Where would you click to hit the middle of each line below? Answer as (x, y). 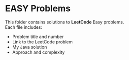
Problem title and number (38, 37)
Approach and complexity (38, 52)
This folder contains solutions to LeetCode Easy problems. (64, 22)
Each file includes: (24, 27)
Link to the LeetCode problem (42, 41)
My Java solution (30, 47)
